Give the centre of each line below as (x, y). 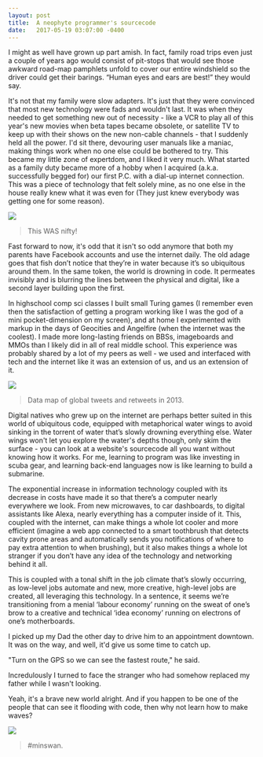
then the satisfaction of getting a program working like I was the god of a (126, 312)
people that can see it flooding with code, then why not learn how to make (128, 707)
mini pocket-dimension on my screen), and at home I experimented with (124, 320)
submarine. (26, 474)
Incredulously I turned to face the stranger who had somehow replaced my (129, 675)
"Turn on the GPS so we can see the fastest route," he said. (104, 660)
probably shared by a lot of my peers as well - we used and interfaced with (130, 354)
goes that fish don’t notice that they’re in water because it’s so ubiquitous (127, 263)
